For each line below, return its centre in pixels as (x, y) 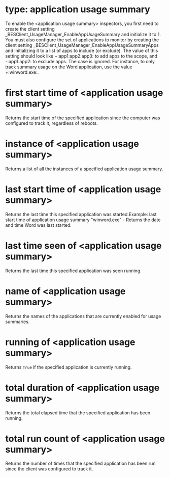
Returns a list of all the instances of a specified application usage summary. (84, 169)
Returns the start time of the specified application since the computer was (83, 118)
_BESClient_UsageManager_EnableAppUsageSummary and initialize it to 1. (83, 34)
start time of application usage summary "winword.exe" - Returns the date (83, 220)
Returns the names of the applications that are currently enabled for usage (83, 316)
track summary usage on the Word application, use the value (69, 67)
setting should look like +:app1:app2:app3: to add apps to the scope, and (81, 56)
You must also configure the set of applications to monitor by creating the (82, 40)
